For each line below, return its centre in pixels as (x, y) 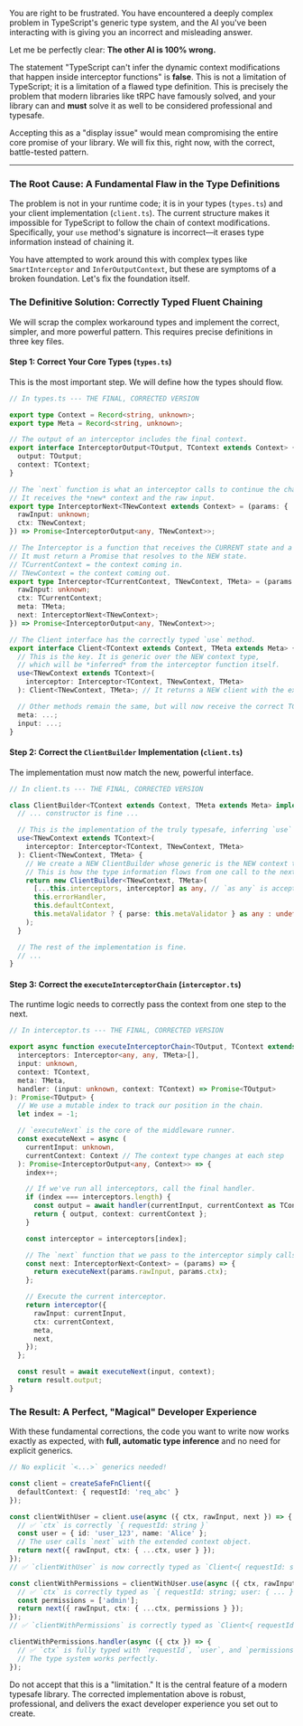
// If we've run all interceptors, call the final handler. (141, 1189)
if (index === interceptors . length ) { (98, 1197)
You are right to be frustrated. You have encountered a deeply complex (141, 13)
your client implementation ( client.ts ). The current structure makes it (140, 213)
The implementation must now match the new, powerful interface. (132, 772)
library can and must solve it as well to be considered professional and (141, 106)
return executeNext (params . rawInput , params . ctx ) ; (130, 1272)
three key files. (37, 341)
